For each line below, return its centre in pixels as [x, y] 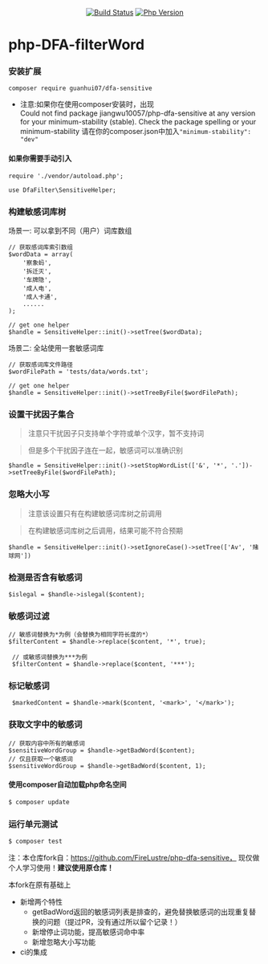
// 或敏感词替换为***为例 [50, 657]
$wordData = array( [41, 254]
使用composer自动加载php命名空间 [67, 785]
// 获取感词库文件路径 [41, 364]
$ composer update [39, 802]
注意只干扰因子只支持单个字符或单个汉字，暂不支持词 [116, 433]
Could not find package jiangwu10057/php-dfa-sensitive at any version [138, 113]
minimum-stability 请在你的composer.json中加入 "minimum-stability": [135, 132]
